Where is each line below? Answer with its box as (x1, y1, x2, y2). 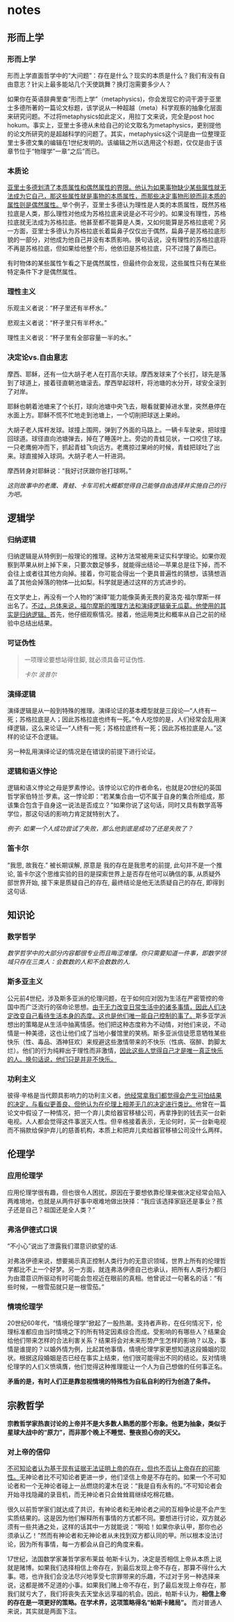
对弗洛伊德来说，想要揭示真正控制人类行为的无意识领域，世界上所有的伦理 (7, 1256, 220, 1265)
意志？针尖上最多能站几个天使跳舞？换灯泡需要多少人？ (12, 79, 172, 88)
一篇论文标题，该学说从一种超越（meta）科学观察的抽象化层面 (43, 103, 222, 111)
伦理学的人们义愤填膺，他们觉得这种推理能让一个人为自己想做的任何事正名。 (7, 1362, 226, 1371)
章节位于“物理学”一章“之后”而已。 (7, 147, 103, 155)
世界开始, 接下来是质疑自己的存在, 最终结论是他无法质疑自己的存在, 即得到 (12, 878, 224, 887)
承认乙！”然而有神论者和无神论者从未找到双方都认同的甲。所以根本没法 (12, 1531, 217, 1540)
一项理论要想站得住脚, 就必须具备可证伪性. (24, 655, 146, 664)
